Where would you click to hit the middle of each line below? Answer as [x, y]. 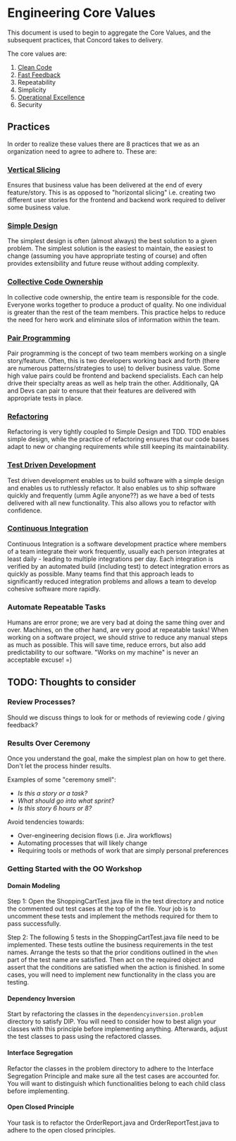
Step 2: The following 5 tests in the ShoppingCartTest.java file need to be [113, 937]
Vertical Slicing [34, 169]
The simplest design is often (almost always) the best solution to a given [112, 241]
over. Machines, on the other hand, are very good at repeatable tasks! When [118, 630]
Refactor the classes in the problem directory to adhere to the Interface [111, 1068]
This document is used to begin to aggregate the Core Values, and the [109, 32]
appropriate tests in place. [45, 398]
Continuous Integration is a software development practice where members [117, 543]
